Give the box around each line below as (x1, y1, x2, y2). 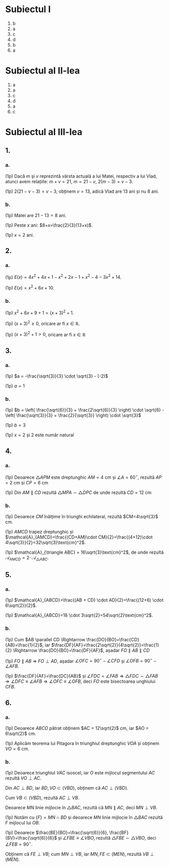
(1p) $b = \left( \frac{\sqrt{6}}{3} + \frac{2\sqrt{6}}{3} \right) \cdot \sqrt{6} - (5, 407, 164, 413)
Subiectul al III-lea (5, 127, 83, 138)
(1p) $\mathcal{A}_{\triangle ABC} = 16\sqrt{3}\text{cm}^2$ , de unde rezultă (5, 549, 164, 555)
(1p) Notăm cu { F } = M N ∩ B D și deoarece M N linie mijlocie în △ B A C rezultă (5, 814, 163, 820)
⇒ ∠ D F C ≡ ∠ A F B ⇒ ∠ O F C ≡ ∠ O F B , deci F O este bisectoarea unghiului (5, 678, 155, 684)
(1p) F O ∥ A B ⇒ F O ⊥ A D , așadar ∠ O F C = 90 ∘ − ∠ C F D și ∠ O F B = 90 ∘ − (5, 657, 157, 664)
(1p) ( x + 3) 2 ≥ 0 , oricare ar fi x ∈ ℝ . (5, 320, 80, 326)
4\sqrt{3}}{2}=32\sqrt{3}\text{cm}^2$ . (5, 539, 86, 545)
